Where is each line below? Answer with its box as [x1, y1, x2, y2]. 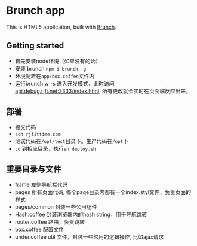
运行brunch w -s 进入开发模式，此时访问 [14, 80, 115, 87]
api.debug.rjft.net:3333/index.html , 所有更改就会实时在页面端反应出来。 [14, 87, 191, 95]
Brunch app [6, 4, 65, 17]
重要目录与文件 [6, 164, 61, 174]
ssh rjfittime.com [14, 131, 61, 138]
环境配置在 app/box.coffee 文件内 [14, 72, 95, 80]
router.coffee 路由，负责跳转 [14, 218, 85, 226]
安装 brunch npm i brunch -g [14, 65, 87, 72]
